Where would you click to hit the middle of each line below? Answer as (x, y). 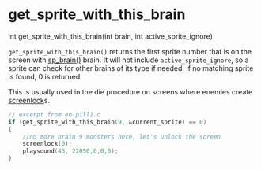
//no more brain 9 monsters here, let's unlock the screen (122, 137)
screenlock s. (29, 100)
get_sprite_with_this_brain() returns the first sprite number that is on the (130, 51)
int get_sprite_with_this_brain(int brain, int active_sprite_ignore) (111, 36)
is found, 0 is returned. (45, 76)
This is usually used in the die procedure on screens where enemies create (130, 91)
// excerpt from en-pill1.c (55, 115)
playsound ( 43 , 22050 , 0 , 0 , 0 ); (70, 151)
